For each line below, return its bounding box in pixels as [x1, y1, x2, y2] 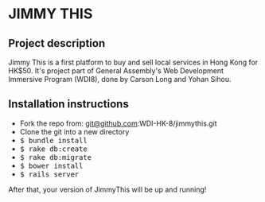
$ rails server [19, 169, 80, 179]
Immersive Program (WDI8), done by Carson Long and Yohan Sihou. [8, 75, 232, 84]
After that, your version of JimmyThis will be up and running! [8, 185, 207, 194]
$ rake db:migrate [19, 153, 92, 161]
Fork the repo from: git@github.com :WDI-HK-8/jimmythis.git [19, 118, 217, 128]
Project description [8, 37, 106, 50]
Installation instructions [8, 97, 129, 111]
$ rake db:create [19, 144, 88, 153]
